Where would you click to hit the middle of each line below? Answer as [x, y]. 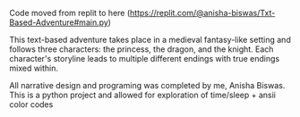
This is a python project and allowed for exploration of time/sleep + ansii [142, 95]
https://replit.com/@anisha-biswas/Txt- [202, 13]
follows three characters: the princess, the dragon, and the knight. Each [141, 49]
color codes [31, 104]
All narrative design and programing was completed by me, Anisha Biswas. [147, 85]
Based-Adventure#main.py [59, 22]
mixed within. [34, 68]
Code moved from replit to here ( [70, 13]
